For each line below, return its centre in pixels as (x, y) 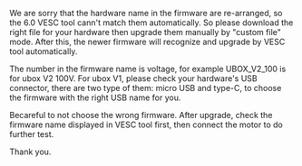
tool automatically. (44, 51)
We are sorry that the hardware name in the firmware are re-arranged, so (146, 13)
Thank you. (30, 152)
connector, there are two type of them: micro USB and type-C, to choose (146, 88)
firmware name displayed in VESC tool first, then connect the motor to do (146, 124)
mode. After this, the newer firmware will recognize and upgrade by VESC (147, 41)
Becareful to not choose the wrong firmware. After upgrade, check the (141, 115)
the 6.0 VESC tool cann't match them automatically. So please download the (151, 23)
